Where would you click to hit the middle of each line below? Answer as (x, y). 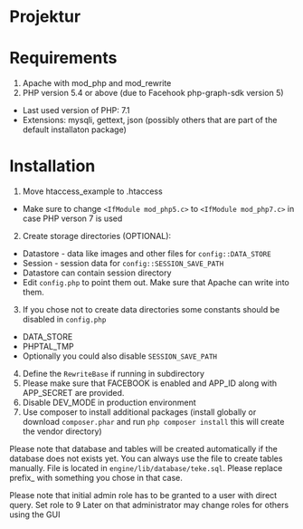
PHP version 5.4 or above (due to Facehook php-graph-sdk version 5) (153, 93)
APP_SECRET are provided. (73, 393)
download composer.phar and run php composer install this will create (153, 422)
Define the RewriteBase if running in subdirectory (114, 374)
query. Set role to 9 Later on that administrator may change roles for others (149, 505)
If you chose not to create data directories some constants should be (151, 310)
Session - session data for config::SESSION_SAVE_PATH (123, 264)
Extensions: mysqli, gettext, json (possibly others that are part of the (150, 120)
